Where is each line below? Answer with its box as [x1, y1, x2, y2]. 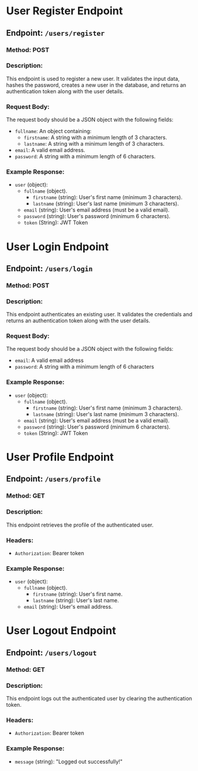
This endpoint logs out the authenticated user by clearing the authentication [6, 694, 192, 702]
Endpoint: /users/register [6, 28, 105, 38]
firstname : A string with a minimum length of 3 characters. [23, 134, 168, 141]
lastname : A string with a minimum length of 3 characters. [23, 140, 165, 147]
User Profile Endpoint [6, 450, 114, 464]
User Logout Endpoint [6, 624, 117, 637]
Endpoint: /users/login [6, 263, 93, 273]
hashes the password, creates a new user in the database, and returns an [6, 81, 186, 89]
